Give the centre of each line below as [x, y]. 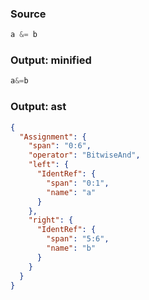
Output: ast [38, 107]
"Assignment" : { [53, 137]
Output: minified [51, 60]
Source [28, 14]
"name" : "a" [71, 192]
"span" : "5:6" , [78, 239]
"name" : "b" [71, 248]
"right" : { [51, 220]
